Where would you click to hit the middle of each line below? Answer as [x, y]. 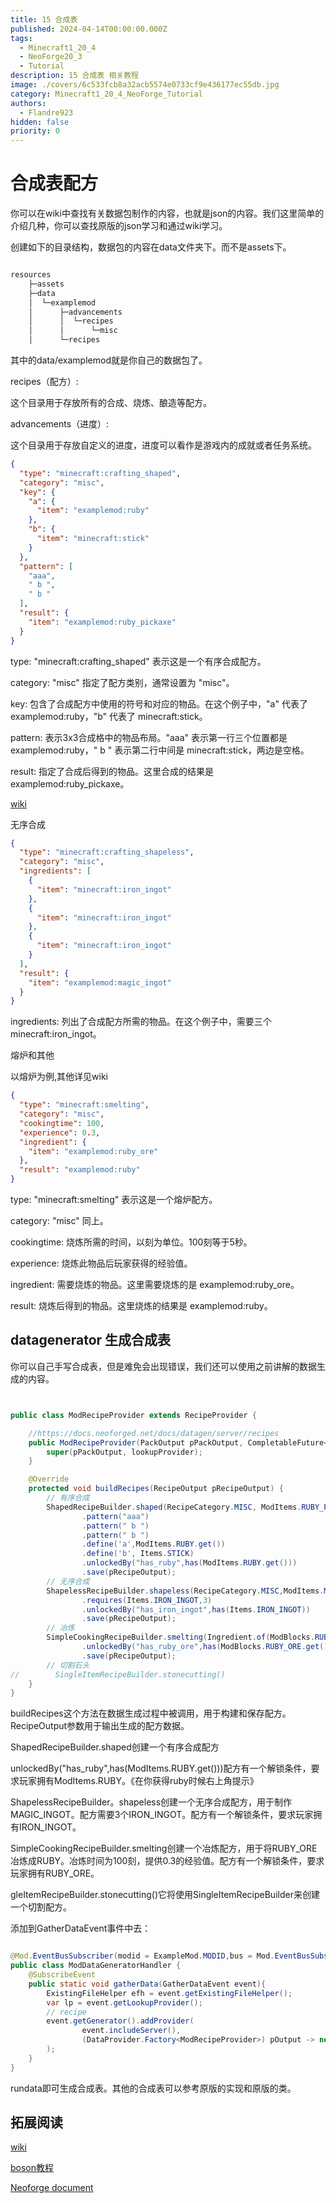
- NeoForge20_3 [51, 57]
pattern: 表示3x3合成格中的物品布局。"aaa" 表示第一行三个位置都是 [149, 737]
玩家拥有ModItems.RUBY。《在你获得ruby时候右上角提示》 [138, 1781]
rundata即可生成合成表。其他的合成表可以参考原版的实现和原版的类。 [153, 2088]
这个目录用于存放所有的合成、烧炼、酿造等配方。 [111, 403]
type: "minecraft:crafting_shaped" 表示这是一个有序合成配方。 [138, 661]
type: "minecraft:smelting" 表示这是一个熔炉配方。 [114, 1200]
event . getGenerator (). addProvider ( [120, 2021]
